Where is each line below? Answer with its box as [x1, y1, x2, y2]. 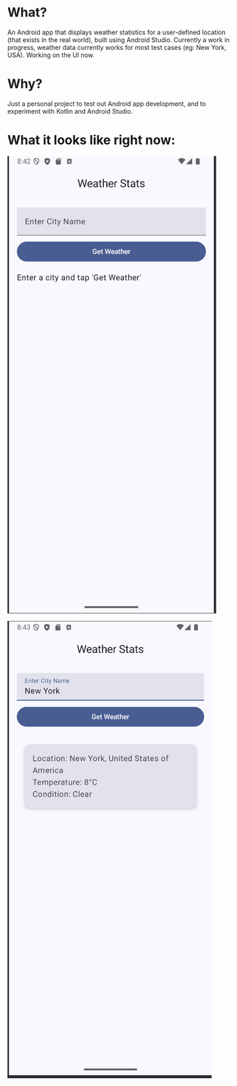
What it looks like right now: [7, 132, 176, 149]
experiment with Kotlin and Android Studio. [7, 106, 133, 115]
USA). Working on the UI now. [7, 51, 95, 59]
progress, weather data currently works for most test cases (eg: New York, [7, 43, 227, 51]
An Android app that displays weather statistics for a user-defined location [7, 28, 226, 36]
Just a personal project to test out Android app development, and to [7, 99, 206, 108]
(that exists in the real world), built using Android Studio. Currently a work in [7, 35, 230, 44]
